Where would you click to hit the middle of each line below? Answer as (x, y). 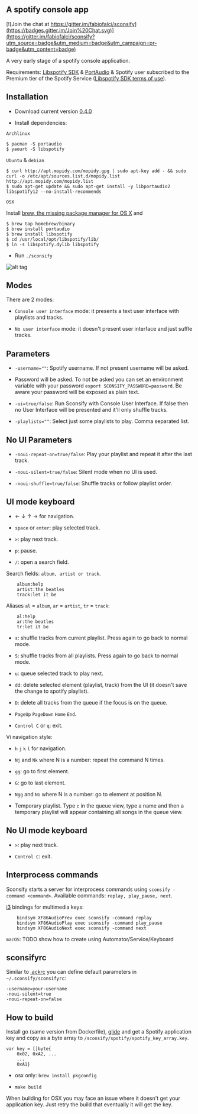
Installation (27, 97)
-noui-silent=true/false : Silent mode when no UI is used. (86, 472)
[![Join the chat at (28, 24)
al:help (26, 616)
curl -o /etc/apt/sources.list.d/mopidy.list (63, 176)
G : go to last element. (40, 783)
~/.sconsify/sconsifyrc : (36, 978)
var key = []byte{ (29, 1049)
